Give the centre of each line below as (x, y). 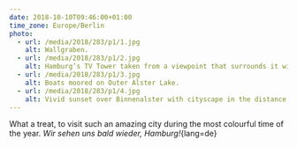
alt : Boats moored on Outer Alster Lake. (102, 83)
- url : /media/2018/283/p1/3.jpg (79, 75)
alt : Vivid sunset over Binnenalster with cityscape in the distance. (158, 99)
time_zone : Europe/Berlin (57, 26)
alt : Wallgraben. (57, 50)
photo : (21, 33)
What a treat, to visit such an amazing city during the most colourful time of (147, 124)
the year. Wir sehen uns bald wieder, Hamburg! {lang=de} (114, 134)
